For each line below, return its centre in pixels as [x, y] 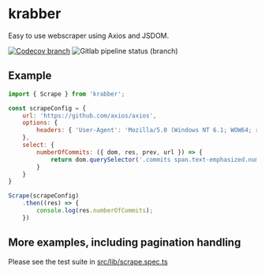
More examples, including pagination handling [125, 243]
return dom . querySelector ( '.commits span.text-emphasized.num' [156, 160]
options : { [40, 123]
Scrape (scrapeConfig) [44, 196]
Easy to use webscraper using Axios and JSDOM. [89, 36]
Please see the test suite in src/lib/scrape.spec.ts [88, 261]
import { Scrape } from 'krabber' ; [67, 94]
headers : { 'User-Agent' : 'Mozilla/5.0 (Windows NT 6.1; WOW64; [144, 130]
